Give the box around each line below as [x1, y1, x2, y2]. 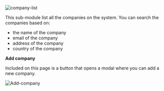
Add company [5, 55, 35, 61]
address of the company [12, 40, 64, 46]
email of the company [12, 35, 58, 41]
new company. [5, 70, 36, 76]
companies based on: [5, 20, 50, 26]
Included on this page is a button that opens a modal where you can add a [5, 65, 159, 71]
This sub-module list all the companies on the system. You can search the [5, 15, 159, 20]
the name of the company [12, 30, 67, 35]
